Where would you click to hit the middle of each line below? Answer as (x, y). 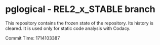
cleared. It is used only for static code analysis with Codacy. (68, 28)
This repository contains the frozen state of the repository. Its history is (79, 23)
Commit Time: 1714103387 (33, 38)
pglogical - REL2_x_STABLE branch (80, 9)
